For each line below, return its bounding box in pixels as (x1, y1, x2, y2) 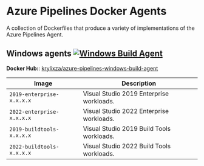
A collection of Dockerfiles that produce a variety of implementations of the (6, 24, 195, 32)
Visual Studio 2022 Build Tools (83, 142, 171, 150)
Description (121, 79, 157, 88)
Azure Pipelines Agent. (6, 30, 64, 38)
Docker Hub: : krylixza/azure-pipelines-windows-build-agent (6, 64, 158, 72)
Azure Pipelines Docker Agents (6, 4, 167, 18)
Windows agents (6, 49, 72, 59)
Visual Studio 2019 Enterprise (83, 89, 169, 98)
